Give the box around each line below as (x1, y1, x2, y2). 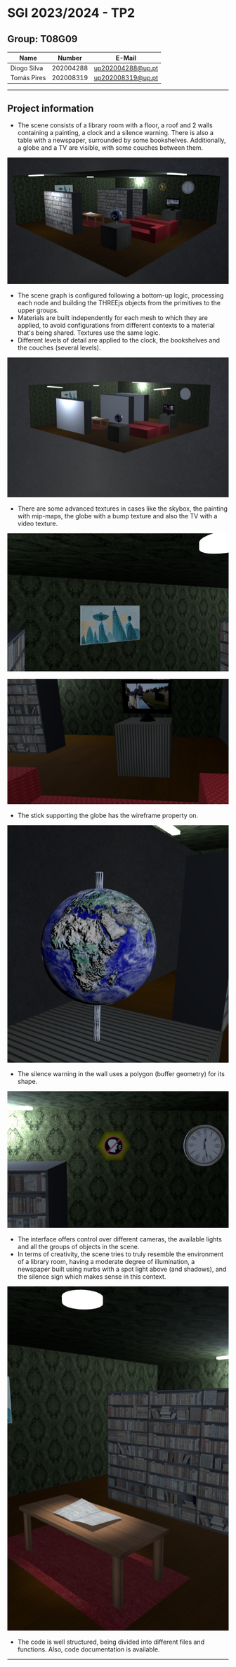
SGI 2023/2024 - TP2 (7, 5, 136, 21)
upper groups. (17, 306, 59, 314)
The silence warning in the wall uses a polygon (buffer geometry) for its (17, 1069, 225, 1078)
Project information (7, 102, 94, 114)
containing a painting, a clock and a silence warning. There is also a (17, 129, 214, 137)
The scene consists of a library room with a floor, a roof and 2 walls (17, 121, 213, 129)
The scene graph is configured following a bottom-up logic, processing (17, 290, 224, 300)
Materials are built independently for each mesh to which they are (17, 313, 209, 321)
